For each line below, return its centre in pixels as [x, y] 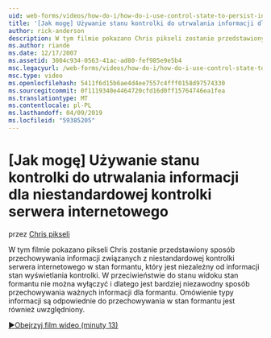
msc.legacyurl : [34, 68]
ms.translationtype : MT [48, 98]
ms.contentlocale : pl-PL [50, 105]
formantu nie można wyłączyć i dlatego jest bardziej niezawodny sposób [129, 283]
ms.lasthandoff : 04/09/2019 [56, 113]
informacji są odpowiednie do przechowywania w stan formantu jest [122, 301]
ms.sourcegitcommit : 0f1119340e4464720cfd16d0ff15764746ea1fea [117, 91]
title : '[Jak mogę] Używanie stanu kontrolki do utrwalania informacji [131, 23]
